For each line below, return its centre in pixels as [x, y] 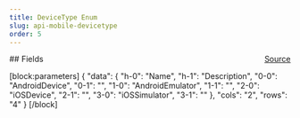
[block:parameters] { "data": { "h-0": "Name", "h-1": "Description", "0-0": [144, 76]
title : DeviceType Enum [54, 17]
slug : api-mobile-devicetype [63, 26]
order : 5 [25, 34]
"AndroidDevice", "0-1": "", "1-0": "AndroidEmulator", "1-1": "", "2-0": [135, 86]
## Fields [26, 59]
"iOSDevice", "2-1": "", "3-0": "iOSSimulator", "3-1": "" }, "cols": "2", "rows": [149, 95]
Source [278, 59]
